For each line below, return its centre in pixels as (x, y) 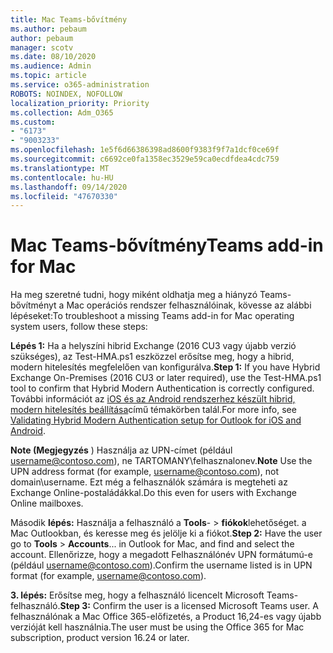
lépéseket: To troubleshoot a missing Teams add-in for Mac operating (152, 316)
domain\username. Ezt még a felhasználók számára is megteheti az (149, 482)
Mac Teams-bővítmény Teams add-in (167, 245)
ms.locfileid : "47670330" (64, 196)
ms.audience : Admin (51, 66)
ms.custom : (33, 122)
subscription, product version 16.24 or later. (100, 638)
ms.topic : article (48, 76)
